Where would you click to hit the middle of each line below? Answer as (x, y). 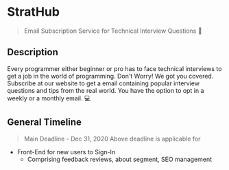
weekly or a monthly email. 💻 (49, 98)
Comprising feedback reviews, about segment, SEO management (120, 159)
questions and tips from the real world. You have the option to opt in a (106, 90)
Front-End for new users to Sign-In (66, 152)
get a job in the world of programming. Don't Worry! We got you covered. (110, 76)
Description (33, 52)
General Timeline (45, 123)
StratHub (34, 12)
